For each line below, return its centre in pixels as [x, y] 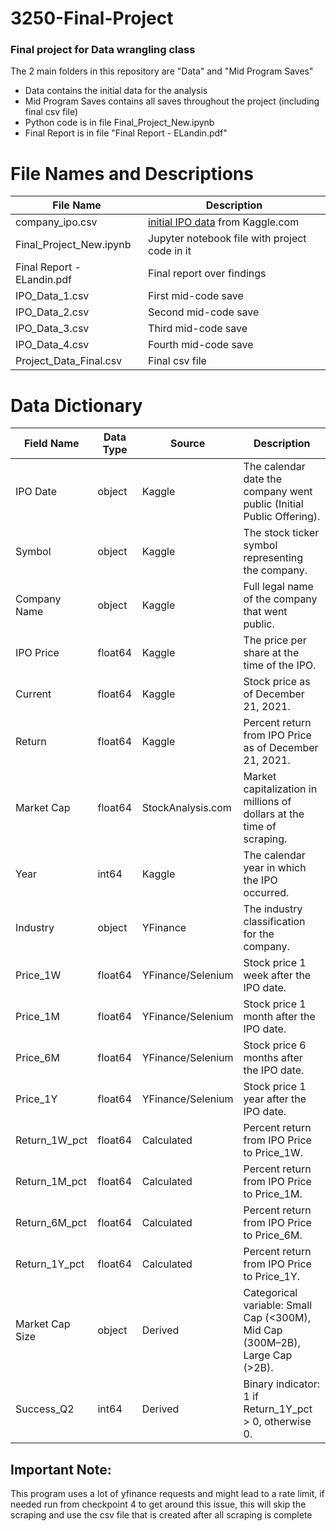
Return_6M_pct [51, 1223]
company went [278, 492]
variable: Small [278, 1305]
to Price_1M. [273, 1194]
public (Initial [273, 504]
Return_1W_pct [51, 1140]
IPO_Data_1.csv [52, 296]
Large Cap [268, 1355]
